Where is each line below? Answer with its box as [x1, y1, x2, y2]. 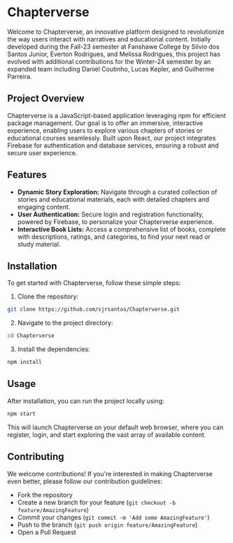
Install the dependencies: [17, 345, 91, 353]
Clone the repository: [17, 292, 79, 301]
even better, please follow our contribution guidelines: [7, 477, 163, 485]
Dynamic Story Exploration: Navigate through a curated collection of [17, 188, 218, 196]
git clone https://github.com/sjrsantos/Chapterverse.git [7, 306, 180, 313]
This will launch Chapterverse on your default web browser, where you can [7, 423, 224, 431]
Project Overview [7, 93, 85, 105]
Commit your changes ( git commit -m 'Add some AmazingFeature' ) [17, 513, 210, 521]
